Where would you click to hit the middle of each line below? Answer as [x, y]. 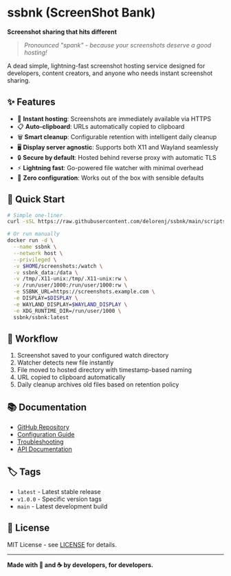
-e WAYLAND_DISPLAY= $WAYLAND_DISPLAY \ [70, 305]
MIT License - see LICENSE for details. [62, 544]
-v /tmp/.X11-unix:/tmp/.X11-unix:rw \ [70, 279]
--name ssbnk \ [35, 247]
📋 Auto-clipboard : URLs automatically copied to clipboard [101, 126]
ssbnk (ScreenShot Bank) [81, 13]
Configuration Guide [46, 435]
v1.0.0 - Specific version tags [59, 499]
